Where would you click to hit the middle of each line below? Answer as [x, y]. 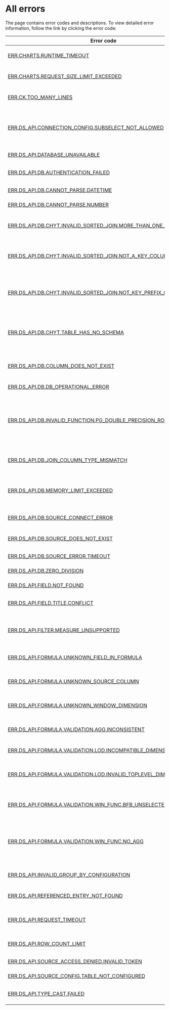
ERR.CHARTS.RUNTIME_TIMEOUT [49, 55]
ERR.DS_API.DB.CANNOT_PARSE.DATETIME [60, 190]
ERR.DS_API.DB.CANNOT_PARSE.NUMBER [58, 204]
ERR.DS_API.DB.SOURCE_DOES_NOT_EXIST [60, 538]
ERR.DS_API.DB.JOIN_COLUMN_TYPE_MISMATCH [68, 460]
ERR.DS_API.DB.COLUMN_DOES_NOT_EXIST [61, 366]
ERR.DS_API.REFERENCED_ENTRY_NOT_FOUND [65, 896]
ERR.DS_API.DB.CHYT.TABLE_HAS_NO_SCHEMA [66, 332]
